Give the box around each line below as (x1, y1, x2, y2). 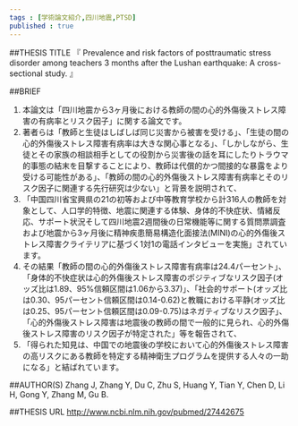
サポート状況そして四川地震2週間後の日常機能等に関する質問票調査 (38, 216, 286, 226)
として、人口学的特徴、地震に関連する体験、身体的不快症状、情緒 (30, 205, 273, 216)
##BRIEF (9, 86, 42, 97)
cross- (256, 57, 282, 68)
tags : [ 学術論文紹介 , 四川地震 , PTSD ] (9, 13, 137, 22)
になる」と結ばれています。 (21, 362, 123, 372)
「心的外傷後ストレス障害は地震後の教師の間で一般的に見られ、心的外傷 (21, 317, 289, 328)
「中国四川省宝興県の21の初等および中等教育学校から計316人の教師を (21, 193, 279, 204)
